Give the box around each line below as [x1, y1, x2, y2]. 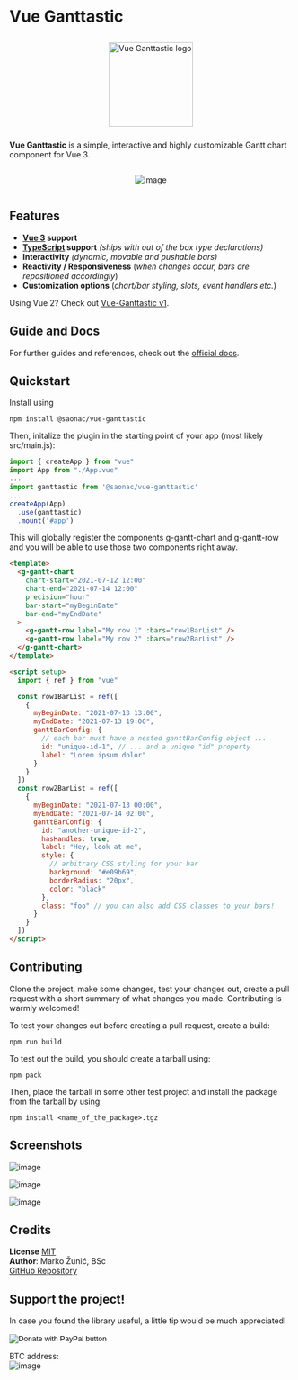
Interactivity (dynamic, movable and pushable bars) [22, 251, 218, 262]
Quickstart [9, 373, 71, 389]
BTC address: [9, 1351, 60, 1362]
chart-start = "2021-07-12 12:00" [25, 576, 146, 586]
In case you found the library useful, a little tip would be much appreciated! [9, 1315, 286, 1326]
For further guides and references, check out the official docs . [9, 347, 240, 358]
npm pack [9, 1071, 42, 1080]
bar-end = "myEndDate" [25, 609, 102, 618]
